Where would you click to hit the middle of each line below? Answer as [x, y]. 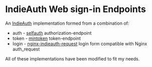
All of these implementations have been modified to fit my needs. [72, 58]
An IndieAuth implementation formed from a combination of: [67, 23]
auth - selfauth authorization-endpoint [52, 33]
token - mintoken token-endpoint [47, 38]
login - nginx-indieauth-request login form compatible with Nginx [80, 43]
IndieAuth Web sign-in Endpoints [76, 9]
